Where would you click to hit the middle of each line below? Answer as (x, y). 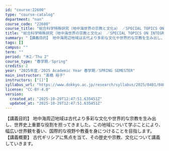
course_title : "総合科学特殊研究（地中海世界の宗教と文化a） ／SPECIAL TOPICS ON (85, 29)
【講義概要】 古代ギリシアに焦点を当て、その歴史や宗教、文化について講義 (83, 137)
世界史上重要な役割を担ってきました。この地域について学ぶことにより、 (89, 125)
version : (14, 94)
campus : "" (17, 47)
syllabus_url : (20, 85)
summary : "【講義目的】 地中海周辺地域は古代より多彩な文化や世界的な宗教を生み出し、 (85, 38)
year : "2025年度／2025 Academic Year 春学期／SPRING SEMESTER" (70, 71)
